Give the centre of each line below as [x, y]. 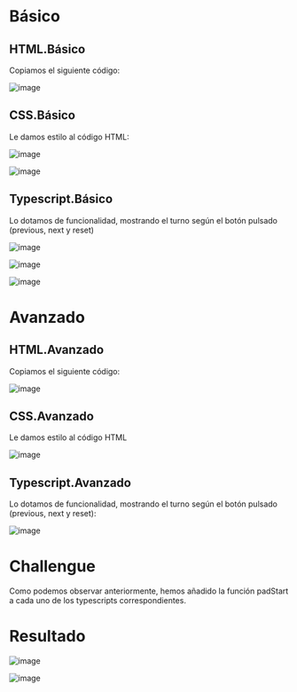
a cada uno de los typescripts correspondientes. [98, 601]
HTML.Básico [47, 49]
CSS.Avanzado [52, 417]
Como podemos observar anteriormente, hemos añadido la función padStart [149, 591]
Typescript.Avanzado [70, 482]
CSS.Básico [42, 116]
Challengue [52, 566]
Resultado [47, 637]
